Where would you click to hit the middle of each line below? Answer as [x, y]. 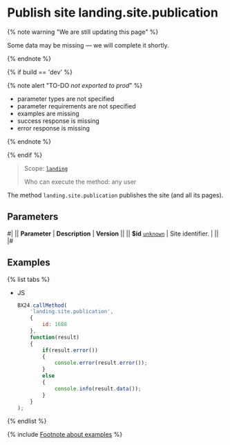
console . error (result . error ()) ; [101, 363]
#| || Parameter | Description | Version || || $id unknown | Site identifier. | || [113, 234]
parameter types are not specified [66, 99]
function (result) [55, 337]
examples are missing [48, 113]
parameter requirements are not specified [76, 106]
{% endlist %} [27, 421]
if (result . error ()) [70, 350]
